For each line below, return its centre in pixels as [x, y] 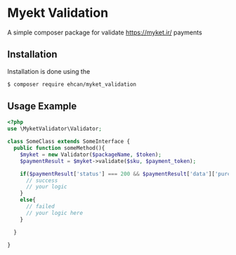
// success [42, 181]
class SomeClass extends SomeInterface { [69, 142]
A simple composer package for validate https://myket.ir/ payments [105, 32]
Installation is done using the [49, 71]
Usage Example [42, 106]
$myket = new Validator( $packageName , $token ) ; [91, 155]
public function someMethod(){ [59, 148]
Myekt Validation [58, 13]
